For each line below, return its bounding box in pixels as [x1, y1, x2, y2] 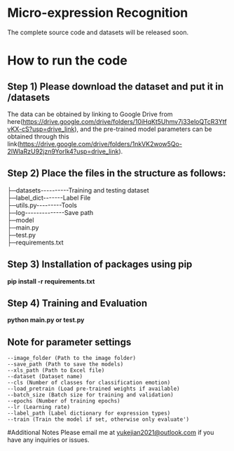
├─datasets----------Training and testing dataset [7, 186, 149, 194]
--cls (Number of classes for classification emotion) [7, 380, 171, 387]
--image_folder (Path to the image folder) [7, 355, 137, 362]
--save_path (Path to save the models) [7, 361, 124, 368]
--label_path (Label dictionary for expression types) [7, 410, 171, 417]
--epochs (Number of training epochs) [7, 398, 121, 405]
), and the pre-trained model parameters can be [74, 125, 212, 133]
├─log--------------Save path [7, 208, 94, 216]
